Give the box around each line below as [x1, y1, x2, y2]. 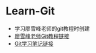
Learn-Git [5, 4, 56, 18]
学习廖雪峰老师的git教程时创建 [14, 25, 90, 32]
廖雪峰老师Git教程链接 [14, 32, 70, 40]
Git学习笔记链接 [14, 40, 54, 47]
